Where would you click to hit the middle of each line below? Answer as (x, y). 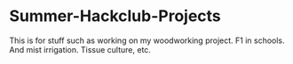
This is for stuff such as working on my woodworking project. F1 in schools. (147, 40)
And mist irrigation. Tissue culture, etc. (80, 49)
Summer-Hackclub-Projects (115, 16)
